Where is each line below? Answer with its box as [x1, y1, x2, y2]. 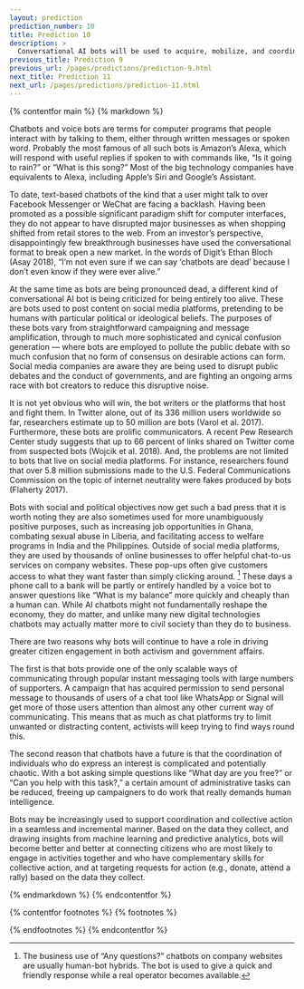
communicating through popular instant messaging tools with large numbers [9, 673, 294, 684]
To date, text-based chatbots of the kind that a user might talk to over [9, 189, 269, 199]
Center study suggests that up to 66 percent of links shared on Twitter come [9, 436, 295, 447]
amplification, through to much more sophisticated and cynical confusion [9, 332, 282, 343]
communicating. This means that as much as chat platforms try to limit [9, 712, 271, 722]
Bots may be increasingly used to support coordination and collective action [9, 814, 293, 825]
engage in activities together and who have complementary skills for [9, 853, 265, 864]
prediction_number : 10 [9, 22, 95, 31]
